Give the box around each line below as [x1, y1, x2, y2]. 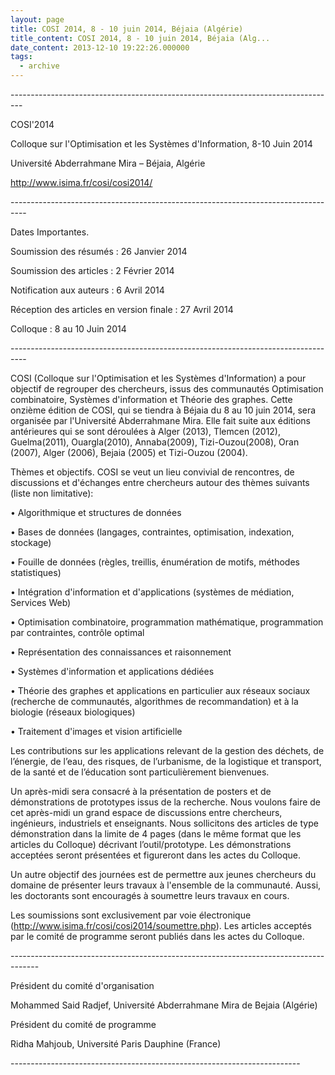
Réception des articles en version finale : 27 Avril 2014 [10, 304, 234, 315]
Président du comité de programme [10, 1019, 157, 1030]
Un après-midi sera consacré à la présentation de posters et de [10, 786, 272, 797]
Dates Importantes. [10, 226, 90, 238]
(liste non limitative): [10, 487, 94, 499]
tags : [10, 52, 33, 62]
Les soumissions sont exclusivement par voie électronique [10, 909, 252, 921]
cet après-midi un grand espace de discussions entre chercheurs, [10, 807, 283, 818]
